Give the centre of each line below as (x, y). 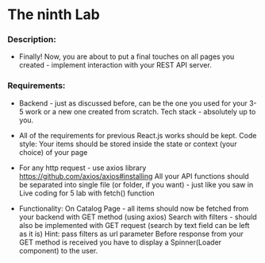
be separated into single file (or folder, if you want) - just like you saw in (136, 184)
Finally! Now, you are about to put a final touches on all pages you (127, 56)
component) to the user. (58, 250)
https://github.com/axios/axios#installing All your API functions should (134, 176)
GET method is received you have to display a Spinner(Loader (120, 242)
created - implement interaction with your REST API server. (115, 65)
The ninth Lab (54, 15)
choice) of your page (53, 152)
